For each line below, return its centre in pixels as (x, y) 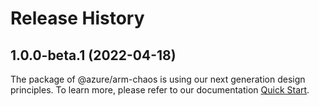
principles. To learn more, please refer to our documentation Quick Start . (160, 90)
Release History (77, 18)
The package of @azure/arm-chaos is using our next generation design (158, 79)
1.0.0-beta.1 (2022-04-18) (93, 55)
